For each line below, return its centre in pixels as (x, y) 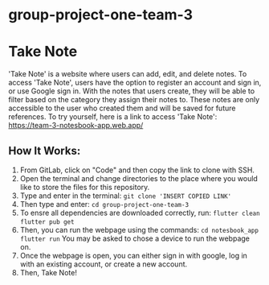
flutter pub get (47, 222)
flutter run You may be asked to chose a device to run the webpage (135, 238)
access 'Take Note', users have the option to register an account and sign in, (135, 83)
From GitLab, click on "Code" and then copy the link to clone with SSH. (137, 170)
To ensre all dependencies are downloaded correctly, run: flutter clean (140, 213)
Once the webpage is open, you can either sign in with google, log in (133, 255)
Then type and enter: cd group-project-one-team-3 (104, 204)
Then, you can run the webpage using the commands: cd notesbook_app (139, 229)
